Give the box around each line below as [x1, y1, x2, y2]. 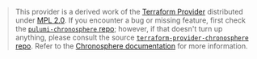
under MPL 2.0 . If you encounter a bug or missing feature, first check [15, 15, 246, 25]
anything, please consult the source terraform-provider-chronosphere [15, 32, 250, 42]
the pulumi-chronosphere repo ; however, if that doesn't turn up [15, 24, 223, 33]
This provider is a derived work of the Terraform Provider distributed [15, 7, 243, 16]
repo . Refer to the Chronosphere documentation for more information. [15, 41, 248, 51]
